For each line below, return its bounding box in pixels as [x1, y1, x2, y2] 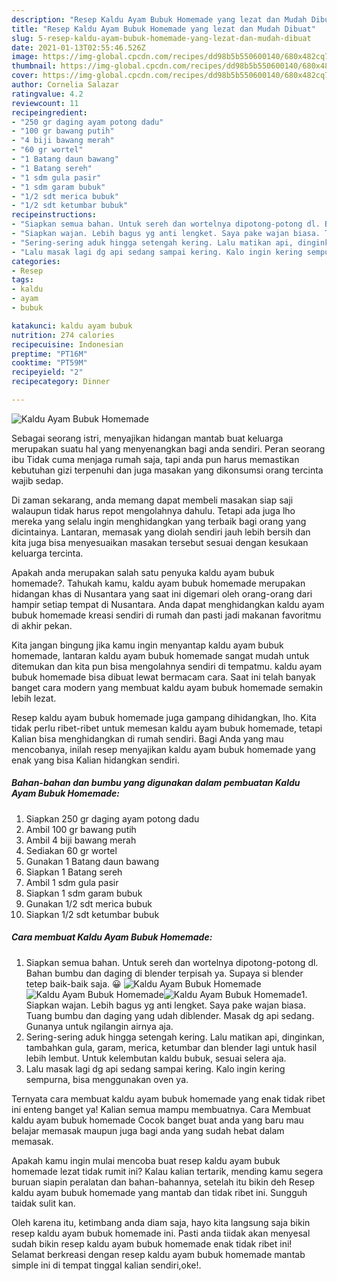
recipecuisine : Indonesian [11, 339, 124, 350]
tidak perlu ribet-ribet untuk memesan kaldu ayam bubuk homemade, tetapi [11, 722, 323, 734]
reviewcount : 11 [11, 98, 79, 108]
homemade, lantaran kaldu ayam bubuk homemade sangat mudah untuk [11, 649, 310, 661]
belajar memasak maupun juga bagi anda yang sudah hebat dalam [11, 1124, 285, 1136]
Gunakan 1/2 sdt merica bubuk [25, 897, 153, 910]
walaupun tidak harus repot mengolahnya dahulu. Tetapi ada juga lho [11, 504, 296, 516]
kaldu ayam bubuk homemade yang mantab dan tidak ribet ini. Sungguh [11, 1186, 308, 1198]
